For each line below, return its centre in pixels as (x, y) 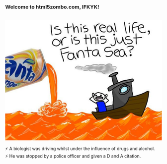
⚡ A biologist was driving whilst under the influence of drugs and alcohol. (80, 149)
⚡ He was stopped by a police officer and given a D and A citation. (73, 156)
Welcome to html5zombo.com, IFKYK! (52, 7)
